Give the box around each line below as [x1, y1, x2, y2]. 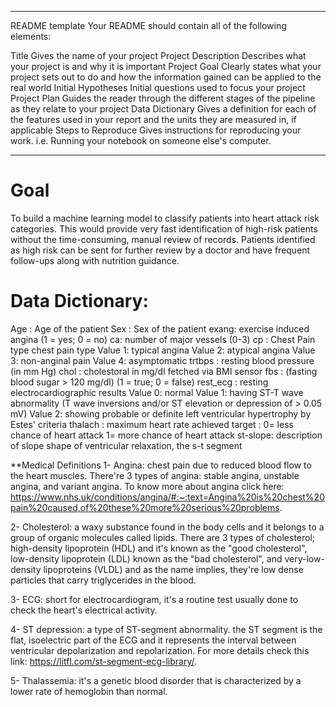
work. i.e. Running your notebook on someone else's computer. [10, 135, 272, 146]
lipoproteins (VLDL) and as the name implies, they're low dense [43, 563, 304, 575]
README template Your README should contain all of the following [10, 20, 287, 31]
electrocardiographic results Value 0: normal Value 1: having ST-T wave [10, 386, 304, 398]
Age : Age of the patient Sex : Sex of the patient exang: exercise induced [10, 322, 310, 335]
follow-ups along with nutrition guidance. [10, 254, 180, 266]
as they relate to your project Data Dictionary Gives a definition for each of [10, 103, 317, 115]
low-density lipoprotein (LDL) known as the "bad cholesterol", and [10, 552, 283, 565]
